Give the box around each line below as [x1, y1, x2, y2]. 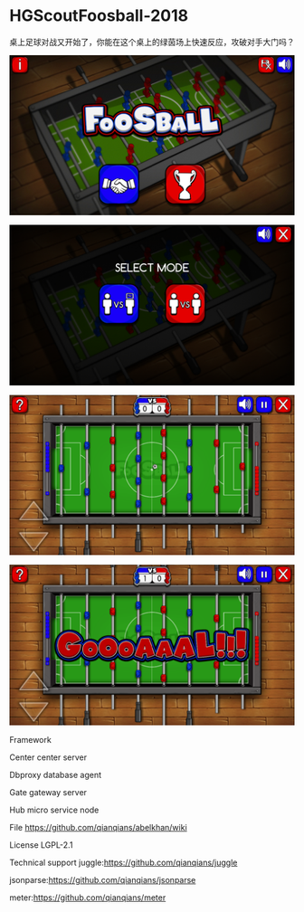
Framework [9, 734, 52, 745]
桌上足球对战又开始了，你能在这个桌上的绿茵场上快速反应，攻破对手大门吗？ [9, 36, 295, 47]
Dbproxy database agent [9, 769, 102, 780]
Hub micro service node [9, 804, 100, 815]
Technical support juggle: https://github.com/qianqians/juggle [9, 857, 238, 868]
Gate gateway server [9, 786, 88, 797]
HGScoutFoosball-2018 [9, 5, 188, 26]
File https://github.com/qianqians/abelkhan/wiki [9, 822, 187, 832]
